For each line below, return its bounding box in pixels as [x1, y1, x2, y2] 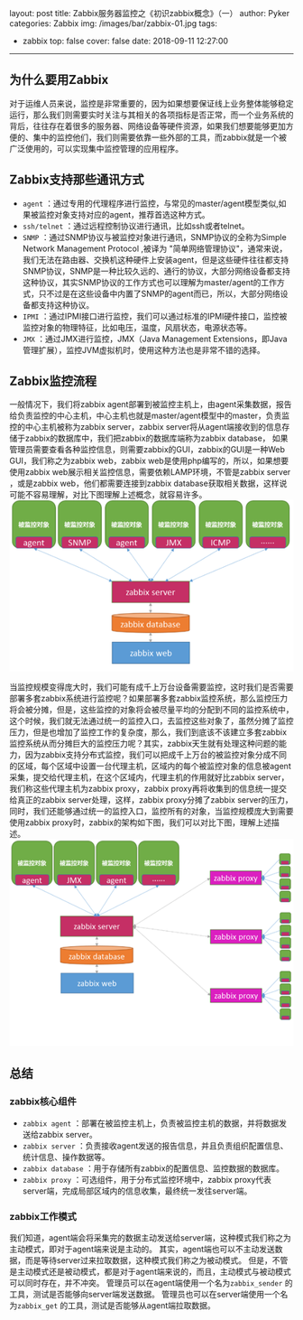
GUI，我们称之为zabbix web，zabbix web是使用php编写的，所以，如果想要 [9, 455, 289, 467]
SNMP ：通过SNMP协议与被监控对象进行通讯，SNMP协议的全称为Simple [22, 231, 287, 242]
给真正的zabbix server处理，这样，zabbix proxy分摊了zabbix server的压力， [9, 795, 293, 805]
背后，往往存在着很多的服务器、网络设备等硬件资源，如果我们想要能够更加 [9, 120, 286, 131]
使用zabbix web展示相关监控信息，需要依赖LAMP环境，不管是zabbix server [9, 467, 291, 478]
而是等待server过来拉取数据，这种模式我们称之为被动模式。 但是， [24, 1255, 273, 1266]
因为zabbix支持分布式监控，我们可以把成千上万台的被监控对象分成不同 [24, 749, 287, 760]
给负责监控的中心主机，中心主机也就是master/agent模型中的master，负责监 [9, 410, 290, 422]
